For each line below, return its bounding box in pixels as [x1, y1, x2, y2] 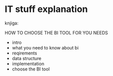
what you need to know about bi [12, 44, 79, 50]
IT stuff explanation [5, 3, 88, 15]
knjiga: [5, 20, 19, 26]
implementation [12, 60, 45, 66]
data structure [12, 55, 42, 61]
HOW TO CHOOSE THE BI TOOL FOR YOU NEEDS [5, 29, 108, 35]
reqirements [12, 50, 37, 56]
